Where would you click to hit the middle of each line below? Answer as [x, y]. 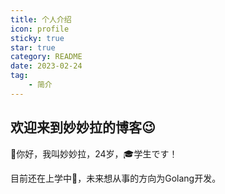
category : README [46, 57]
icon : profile [40, 29]
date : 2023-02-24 [46, 66]
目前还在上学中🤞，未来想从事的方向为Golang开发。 [116, 178]
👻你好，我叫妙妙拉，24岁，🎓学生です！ [94, 153]
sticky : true [37, 38]
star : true [33, 47]
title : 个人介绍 [41, 19]
